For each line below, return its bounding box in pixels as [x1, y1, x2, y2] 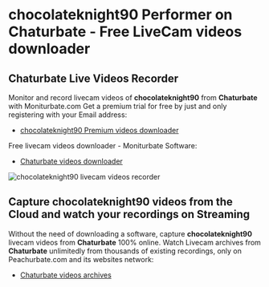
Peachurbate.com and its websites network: [8, 254, 154, 264]
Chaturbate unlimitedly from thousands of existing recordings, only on [8, 246, 243, 256]
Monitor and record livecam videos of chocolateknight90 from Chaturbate [8, 93, 259, 102]
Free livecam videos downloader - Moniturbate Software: [8, 141, 198, 150]
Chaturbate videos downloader [19, 156, 123, 166]
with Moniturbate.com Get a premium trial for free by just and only [8, 102, 227, 111]
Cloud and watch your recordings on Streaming [8, 208, 251, 221]
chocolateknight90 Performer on [8, 6, 233, 24]
